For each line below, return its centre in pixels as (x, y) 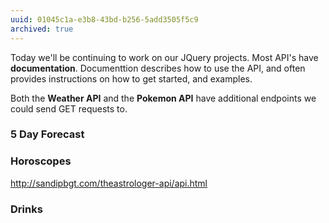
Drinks (26, 209)
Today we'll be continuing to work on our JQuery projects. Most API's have (164, 57)
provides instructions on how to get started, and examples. (131, 78)
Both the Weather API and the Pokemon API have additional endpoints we (163, 98)
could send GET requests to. (69, 108)
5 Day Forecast (47, 134)
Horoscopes (41, 161)
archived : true (42, 29)
